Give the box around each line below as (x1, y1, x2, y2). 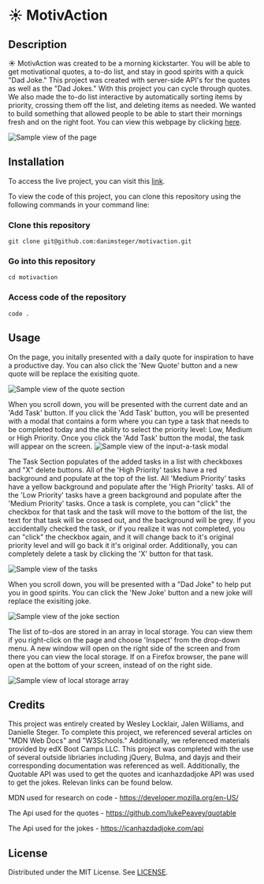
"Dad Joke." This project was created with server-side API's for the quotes (8, 76, 251, 84)
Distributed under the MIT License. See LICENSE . (8, 867, 168, 877)
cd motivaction (8, 274, 58, 282)
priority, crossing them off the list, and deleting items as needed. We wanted (8, 101, 256, 110)
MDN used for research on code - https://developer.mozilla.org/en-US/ (8, 793, 239, 803)
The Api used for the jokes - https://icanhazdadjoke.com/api (8, 823, 204, 834)
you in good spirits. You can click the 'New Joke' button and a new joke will (8, 587, 253, 597)
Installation (8, 155, 65, 169)
